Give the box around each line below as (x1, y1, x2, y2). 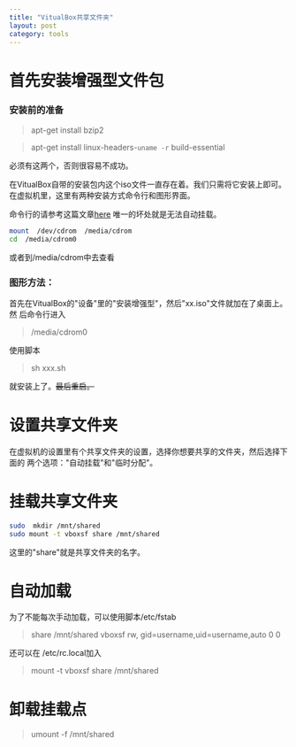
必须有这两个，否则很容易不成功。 (9, 160, 133, 171)
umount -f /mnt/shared (30, 729, 115, 740)
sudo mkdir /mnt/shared (9, 521, 101, 530)
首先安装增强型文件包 (9, 70, 165, 90)
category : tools (9, 29, 69, 38)
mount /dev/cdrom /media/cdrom (9, 227, 133, 235)
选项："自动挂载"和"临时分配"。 (42, 457, 158, 467)
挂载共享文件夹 (9, 492, 118, 512)
